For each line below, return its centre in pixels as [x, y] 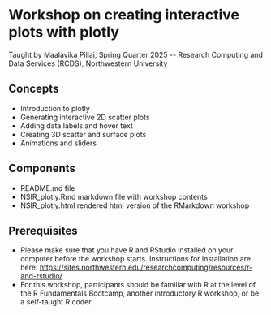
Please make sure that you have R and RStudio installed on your [127, 250]
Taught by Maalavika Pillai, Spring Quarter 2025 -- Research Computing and [136, 54]
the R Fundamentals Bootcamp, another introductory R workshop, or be [140, 293]
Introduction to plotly [55, 108]
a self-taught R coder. [56, 302]
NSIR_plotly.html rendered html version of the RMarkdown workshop [135, 205]
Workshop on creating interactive [124, 15]
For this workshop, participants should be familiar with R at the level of [138, 285]
